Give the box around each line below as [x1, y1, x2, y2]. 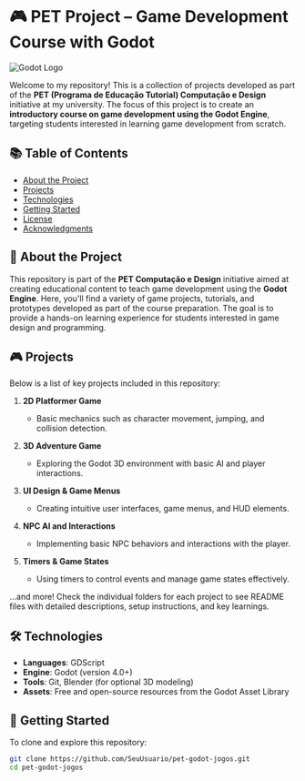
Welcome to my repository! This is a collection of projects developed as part [9, 79, 296, 90]
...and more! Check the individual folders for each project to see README [9, 592, 285, 603]
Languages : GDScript [22, 657, 105, 668]
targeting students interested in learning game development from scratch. [9, 118, 287, 129]
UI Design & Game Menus [22, 485, 121, 496]
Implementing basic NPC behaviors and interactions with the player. [36, 538, 291, 550]
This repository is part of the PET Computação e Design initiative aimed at [9, 273, 290, 284]
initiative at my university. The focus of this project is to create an [9, 98, 255, 109]
